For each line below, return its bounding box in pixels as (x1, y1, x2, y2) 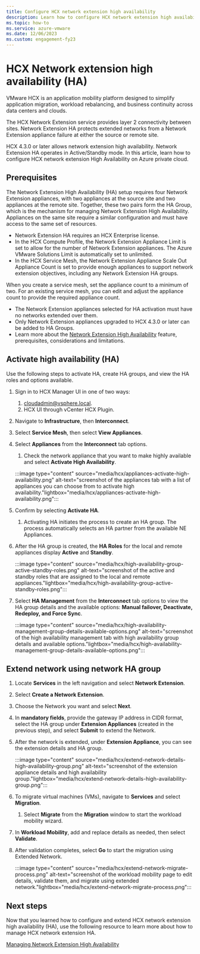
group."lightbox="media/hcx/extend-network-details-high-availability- (14, 775, 187, 782)
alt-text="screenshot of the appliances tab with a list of (55, 476, 191, 483)
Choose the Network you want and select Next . (14, 703, 132, 710)
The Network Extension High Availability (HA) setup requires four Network (6, 188, 188, 195)
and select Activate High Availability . (23, 458, 117, 465)
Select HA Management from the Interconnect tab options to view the (14, 597, 189, 604)
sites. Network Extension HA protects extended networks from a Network (6, 124, 187, 132)
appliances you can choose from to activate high (14, 482, 135, 490)
